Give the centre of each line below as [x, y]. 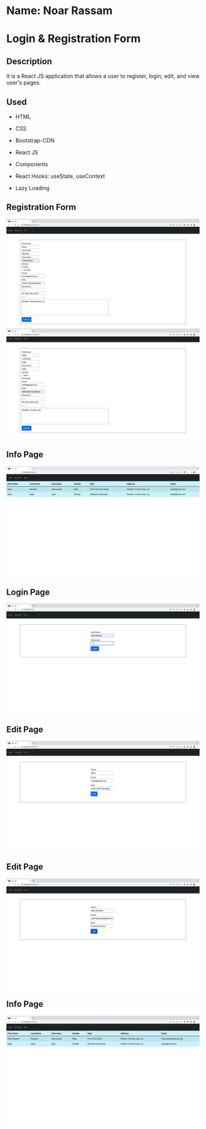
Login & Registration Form [74, 39]
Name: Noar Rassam [59, 11]
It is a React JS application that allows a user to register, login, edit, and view [103, 76]
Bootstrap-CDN [35, 141]
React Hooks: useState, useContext [60, 176]
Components [32, 164]
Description [29, 61]
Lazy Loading [32, 188]
